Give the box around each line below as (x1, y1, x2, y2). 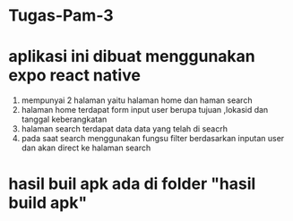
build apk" (8, 193, 88, 213)
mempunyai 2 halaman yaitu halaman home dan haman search (21, 95, 253, 106)
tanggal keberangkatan (21, 114, 108, 125)
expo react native (8, 65, 141, 86)
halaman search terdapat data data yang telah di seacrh (21, 123, 228, 134)
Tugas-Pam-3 (8, 5, 114, 26)
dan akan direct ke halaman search (21, 142, 151, 153)
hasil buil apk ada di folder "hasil (8, 174, 256, 194)
